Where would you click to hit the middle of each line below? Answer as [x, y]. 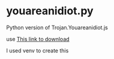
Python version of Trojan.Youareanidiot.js [57, 27]
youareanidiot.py [50, 11]
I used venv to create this [37, 50]
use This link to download [38, 39]
